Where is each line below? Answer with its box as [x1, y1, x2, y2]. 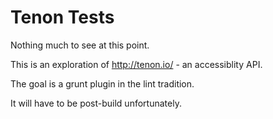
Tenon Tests [10, 6, 115, 29]
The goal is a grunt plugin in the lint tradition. [10, 77, 195, 90]
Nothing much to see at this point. [10, 39, 150, 51]
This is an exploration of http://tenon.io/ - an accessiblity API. [10, 58, 263, 70]
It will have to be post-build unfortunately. [10, 97, 182, 109]
